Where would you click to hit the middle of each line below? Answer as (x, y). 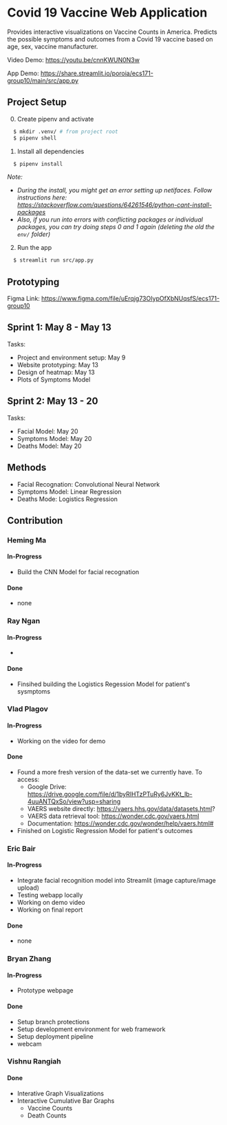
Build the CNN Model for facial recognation (78, 572)
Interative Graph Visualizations (61, 1093)
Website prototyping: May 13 (57, 364)
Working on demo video (51, 902)
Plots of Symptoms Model (54, 379)
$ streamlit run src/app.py (54, 260)
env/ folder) (33, 234)
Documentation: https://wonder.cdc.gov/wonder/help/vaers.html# (120, 823)
